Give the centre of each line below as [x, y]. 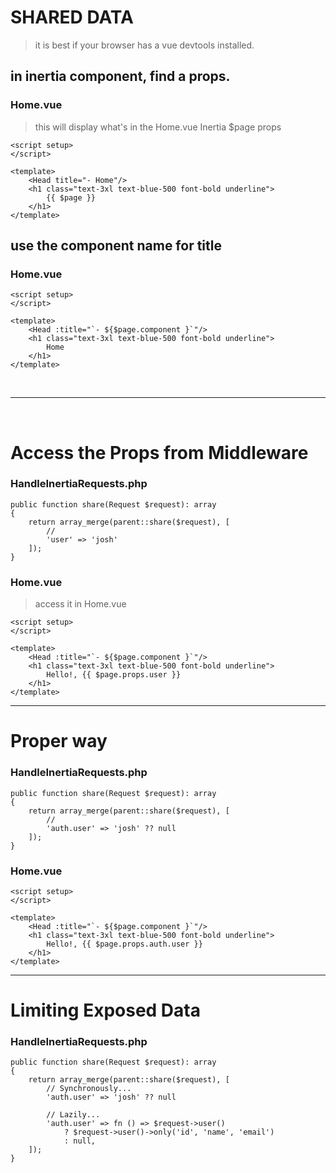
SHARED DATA [72, 17]
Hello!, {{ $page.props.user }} [114, 675]
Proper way [59, 741]
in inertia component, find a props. [120, 76]
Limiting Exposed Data [105, 1010]
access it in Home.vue [80, 604]
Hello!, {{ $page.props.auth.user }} [124, 944]
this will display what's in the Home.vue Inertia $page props [158, 127]
